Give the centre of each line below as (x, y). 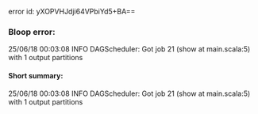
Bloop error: (32, 32)
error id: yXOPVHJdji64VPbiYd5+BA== (72, 11)
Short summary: (36, 75)
